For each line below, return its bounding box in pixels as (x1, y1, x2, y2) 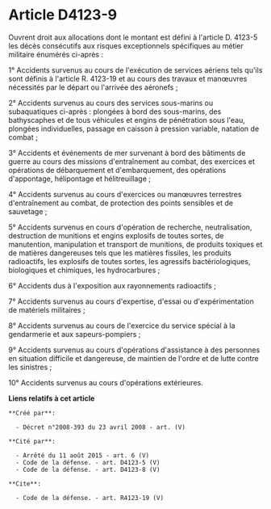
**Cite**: (8, 479, 42, 488)
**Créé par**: (8, 409, 56, 417)
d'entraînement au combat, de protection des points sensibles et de (8, 198, 234, 208)
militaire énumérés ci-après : (8, 49, 103, 59)
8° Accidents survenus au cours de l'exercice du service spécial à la (8, 321, 236, 330)
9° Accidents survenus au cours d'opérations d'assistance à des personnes (8, 345, 261, 355)
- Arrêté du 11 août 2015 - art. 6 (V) (15, 451, 150, 460)
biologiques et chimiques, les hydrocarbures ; (8, 265, 161, 275)
